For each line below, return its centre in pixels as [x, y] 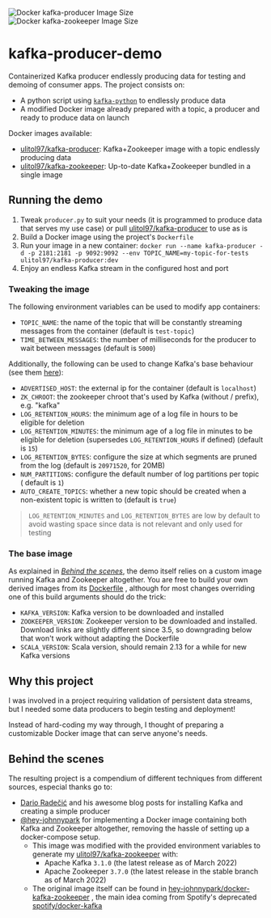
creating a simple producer [65, 811]
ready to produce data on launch [74, 117]
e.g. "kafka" [40, 405]
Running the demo [56, 200]
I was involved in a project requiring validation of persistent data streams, [131, 700]
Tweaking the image [49, 289]
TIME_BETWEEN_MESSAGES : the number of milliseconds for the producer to [138, 340]
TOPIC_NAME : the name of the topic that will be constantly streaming [131, 323]
